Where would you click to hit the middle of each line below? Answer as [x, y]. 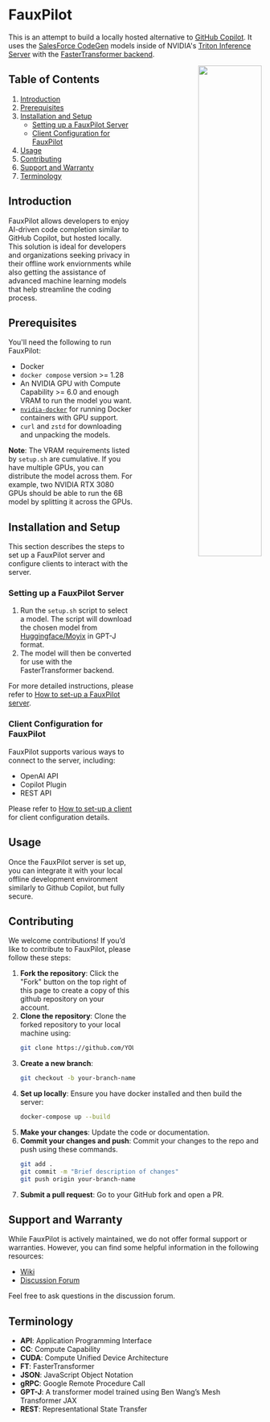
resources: [26, 1256]
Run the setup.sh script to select [74, 610]
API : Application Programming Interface [86, 1341]
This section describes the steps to [66, 547]
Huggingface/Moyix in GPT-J [68, 636]
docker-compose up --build [65, 1117]
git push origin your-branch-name [78, 1179]
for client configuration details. [59, 817]
